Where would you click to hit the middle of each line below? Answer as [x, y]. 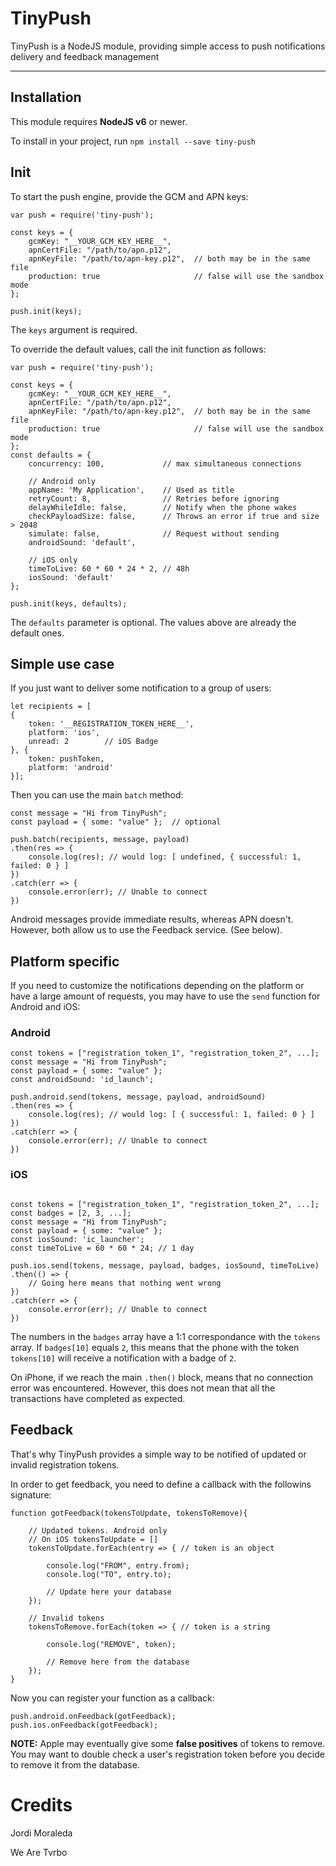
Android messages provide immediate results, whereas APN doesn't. [152, 919]
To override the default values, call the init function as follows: [138, 349]
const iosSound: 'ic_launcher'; [77, 1239]
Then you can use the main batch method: [97, 795]
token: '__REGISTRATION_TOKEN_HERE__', [111, 724]
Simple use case [62, 663]
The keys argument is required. [74, 329]
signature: [31, 1494]
